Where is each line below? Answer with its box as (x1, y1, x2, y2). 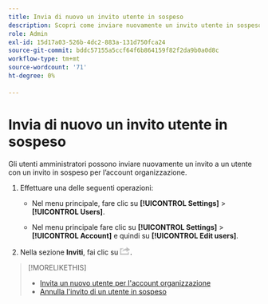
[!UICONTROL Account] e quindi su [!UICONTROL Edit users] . (31, 231, 239, 240)
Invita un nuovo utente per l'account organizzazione (39, 278, 211, 287)
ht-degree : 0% (8, 72, 56, 80)
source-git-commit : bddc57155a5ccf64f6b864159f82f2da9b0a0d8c (8, 46, 219, 55)
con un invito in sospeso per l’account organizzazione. (8, 168, 187, 177)
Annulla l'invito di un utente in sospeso (39, 286, 167, 296)
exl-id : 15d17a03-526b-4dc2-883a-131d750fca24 (8, 38, 166, 46)
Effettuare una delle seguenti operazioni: (19, 183, 154, 192)
